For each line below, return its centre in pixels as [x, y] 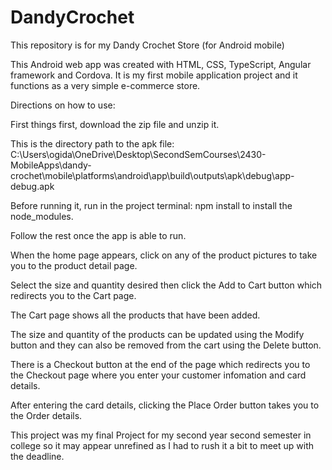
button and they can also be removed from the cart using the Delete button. [166, 345]
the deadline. [37, 456]
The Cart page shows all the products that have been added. [135, 315]
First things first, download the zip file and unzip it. [115, 124]
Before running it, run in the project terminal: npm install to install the [151, 205]
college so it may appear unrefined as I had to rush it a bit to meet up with [162, 445]
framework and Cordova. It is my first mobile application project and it [154, 75]
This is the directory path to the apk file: [92, 143]
